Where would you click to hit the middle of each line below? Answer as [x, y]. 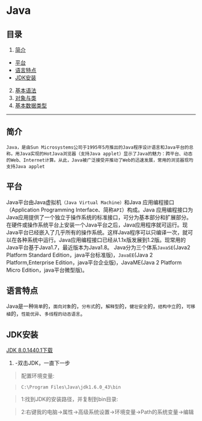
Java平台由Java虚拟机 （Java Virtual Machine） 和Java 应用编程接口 [90, 202]
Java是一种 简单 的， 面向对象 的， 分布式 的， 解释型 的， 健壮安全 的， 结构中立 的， [96, 306]
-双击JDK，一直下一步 [42, 363]
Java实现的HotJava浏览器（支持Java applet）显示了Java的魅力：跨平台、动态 [106, 154]
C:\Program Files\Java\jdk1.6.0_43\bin [71, 387]
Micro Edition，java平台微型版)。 [47, 270]
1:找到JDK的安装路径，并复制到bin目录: [69, 399]
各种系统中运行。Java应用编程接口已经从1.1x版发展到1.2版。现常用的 [101, 240]
